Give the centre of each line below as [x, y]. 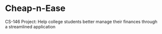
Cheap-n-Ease [35, 8]
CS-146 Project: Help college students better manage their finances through [81, 22]
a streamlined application [30, 26]
